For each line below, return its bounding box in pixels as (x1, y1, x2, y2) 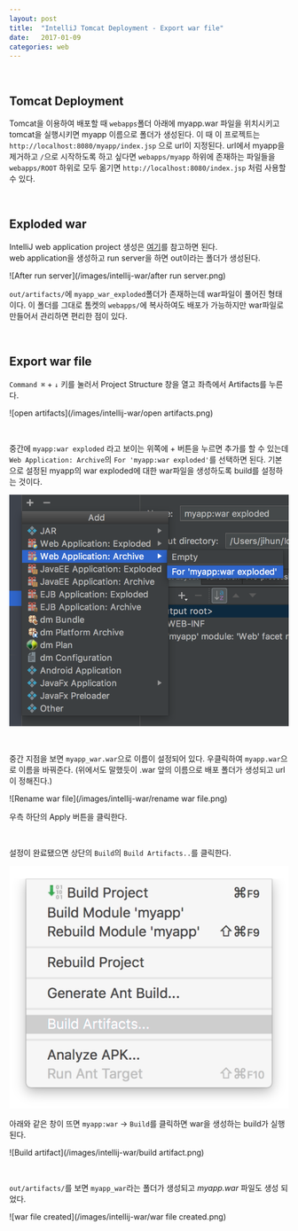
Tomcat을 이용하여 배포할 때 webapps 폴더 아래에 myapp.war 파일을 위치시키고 (9, 118, 280, 129)
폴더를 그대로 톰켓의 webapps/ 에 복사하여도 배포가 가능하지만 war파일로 (36, 300, 284, 310)
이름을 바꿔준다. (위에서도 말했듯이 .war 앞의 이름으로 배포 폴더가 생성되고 (18, 765, 274, 775)
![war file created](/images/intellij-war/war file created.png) (9, 1211, 227, 1222)
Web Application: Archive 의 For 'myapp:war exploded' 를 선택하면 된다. (9, 454, 266, 464)
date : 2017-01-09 (9, 33, 82, 42)
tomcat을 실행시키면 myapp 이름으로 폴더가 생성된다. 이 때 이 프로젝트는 (9, 129, 261, 140)
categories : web (9, 43, 69, 51)
